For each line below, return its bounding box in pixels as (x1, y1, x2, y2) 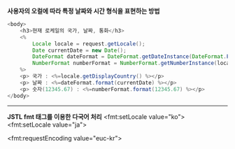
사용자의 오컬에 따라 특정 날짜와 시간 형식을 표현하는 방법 (7, 7, 160, 15)
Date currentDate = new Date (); (32, 47, 127, 54)
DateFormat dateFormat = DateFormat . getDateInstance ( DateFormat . (32, 53, 227, 60)
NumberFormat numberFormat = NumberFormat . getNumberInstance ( (32, 59, 218, 67)
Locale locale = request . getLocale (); (32, 40, 145, 48)
